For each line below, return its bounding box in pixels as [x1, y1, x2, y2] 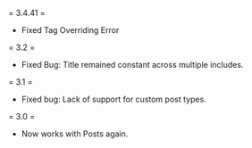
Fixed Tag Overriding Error [21, 25, 120, 35]
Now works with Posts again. [21, 128, 129, 139]
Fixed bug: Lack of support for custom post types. [21, 94, 206, 104]
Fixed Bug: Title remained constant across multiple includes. [21, 60, 244, 70]
